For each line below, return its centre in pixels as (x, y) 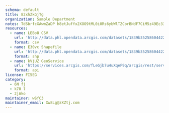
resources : (17, 28)
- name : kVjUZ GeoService (37, 61)
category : (16, 79)
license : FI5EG (21, 75)
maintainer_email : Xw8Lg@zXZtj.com (43, 103)
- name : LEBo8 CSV (29, 33)
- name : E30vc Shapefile (36, 47)
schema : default (22, 10)
